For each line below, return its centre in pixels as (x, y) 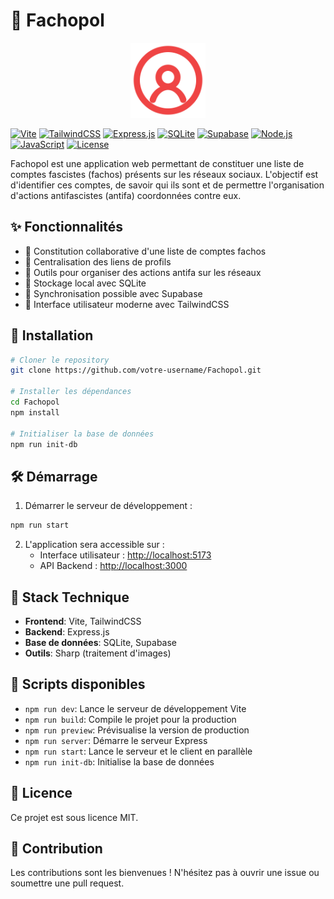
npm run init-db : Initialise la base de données (119, 761)
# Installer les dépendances (71, 392)
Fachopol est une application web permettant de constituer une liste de (157, 163)
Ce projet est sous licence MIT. (74, 817)
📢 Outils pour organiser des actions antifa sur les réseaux (143, 272)
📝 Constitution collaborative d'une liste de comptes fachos (145, 251)
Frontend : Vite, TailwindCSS (83, 621)
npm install (35, 412)
